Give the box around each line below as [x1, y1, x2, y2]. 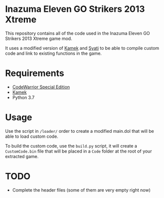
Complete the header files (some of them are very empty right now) [12, 187, 151, 193]
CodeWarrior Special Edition [12, 84, 70, 90]
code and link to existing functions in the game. [5, 50, 102, 56]
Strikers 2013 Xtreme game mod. [5, 36, 72, 41]
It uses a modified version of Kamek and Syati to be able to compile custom [5, 45, 160, 51]
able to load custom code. [5, 133, 58, 139]
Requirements [5, 68, 64, 79]
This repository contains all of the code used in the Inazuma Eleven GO [5, 30, 150, 36]
